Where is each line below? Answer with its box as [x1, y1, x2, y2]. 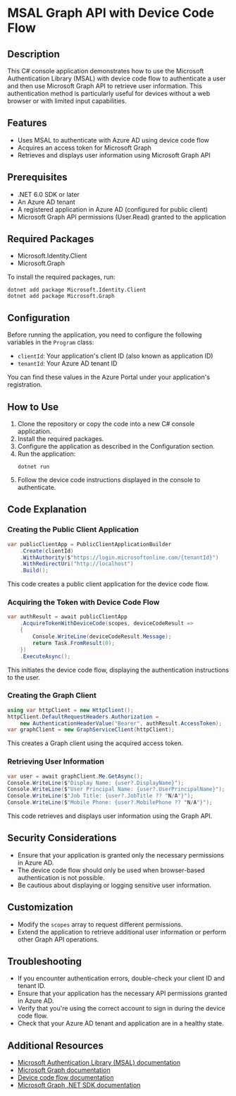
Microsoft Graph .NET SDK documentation [17, 1081, 141, 1090]
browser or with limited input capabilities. [7, 97, 127, 105]
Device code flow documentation [17, 1073, 114, 1082]
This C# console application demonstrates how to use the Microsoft [7, 67, 204, 75]
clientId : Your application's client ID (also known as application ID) [17, 351, 213, 361]
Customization [7, 901, 74, 913]
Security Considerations [7, 832, 118, 844]
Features [7, 117, 47, 129]
